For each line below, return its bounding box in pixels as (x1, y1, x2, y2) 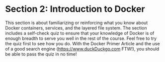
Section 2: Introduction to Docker (5, 3, 145, 15)
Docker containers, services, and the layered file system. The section (5, 25, 147, 31)
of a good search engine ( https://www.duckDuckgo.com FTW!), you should (5, 46, 160, 52)
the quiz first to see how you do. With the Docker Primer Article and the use (5, 40, 160, 46)
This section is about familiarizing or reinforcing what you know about (5, 20, 148, 26)
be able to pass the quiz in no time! (5, 51, 77, 57)
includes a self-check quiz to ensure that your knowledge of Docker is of (5, 30, 155, 36)
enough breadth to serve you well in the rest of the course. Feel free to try (5, 35, 157, 41)
